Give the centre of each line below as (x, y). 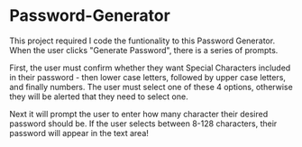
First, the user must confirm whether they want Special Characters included (150, 68)
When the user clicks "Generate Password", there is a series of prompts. (144, 50)
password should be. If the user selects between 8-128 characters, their (143, 124)
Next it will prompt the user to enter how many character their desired (139, 114)
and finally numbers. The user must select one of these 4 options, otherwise (151, 87)
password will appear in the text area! (79, 133)
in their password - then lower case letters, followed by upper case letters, (148, 77)
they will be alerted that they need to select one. (99, 96)
